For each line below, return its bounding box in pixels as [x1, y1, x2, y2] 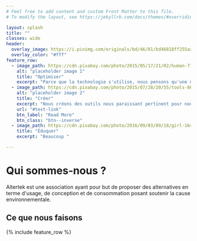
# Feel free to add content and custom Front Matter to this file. [6, 8, 175, 15]
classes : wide [6, 36, 41, 42]
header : [6, 41, 25, 47]
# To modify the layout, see [6, 14, 77, 20]
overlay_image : [11, 46, 49, 53]
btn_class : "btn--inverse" [16, 117, 83, 123]
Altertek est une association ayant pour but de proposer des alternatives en [6, 183, 189, 191]
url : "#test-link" [16, 106, 62, 112]
